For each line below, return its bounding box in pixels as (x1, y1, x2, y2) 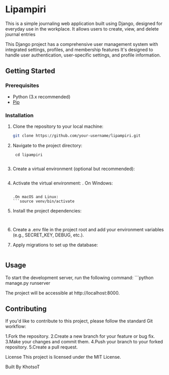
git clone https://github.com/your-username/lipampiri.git (12, 133, 141, 138)
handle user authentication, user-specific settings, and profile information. (5, 52, 161, 58)
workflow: (5, 324, 26, 330)
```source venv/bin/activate (12, 199, 75, 204)
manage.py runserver (5, 280, 51, 286)
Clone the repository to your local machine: (12, 123, 103, 129)
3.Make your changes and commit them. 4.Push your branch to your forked (5, 339, 163, 345)
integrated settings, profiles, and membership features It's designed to (5, 46, 154, 52)
